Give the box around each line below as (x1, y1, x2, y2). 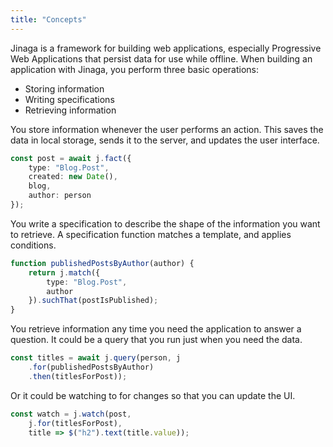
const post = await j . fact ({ (10, 153, 132, 163)
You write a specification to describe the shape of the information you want (10, 217, 321, 230)
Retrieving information (24, 104, 117, 116)
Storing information (24, 82, 105, 95)
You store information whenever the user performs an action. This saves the (10, 123, 324, 135)
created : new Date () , (28, 172, 118, 182)
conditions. (10, 239, 57, 251)
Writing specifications (24, 93, 115, 105)
